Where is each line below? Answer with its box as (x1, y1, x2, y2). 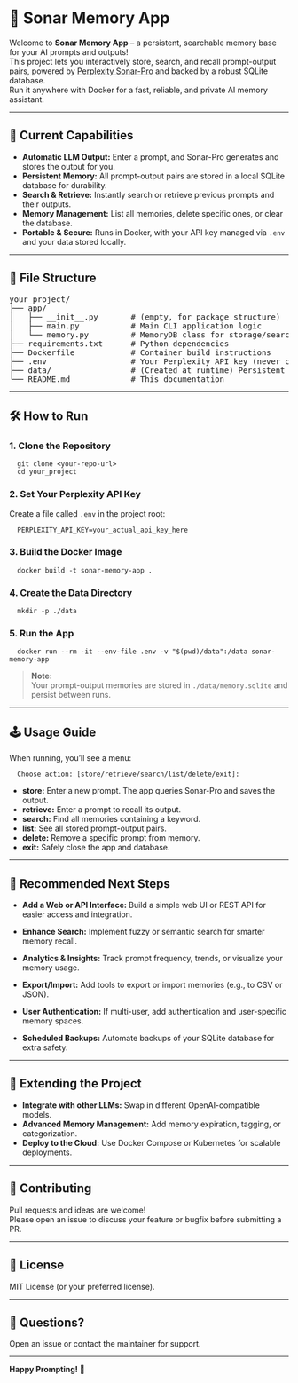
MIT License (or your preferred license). (9, 1281, 155, 1292)
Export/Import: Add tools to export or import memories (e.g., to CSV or (21, 980, 283, 991)
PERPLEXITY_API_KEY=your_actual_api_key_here (17, 526, 189, 534)
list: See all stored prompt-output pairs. (21, 823, 167, 834)
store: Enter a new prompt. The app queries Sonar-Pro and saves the (21, 786, 276, 796)
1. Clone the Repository (9, 439, 111, 452)
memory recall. (21, 936, 78, 946)
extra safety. (21, 1042, 68, 1053)
